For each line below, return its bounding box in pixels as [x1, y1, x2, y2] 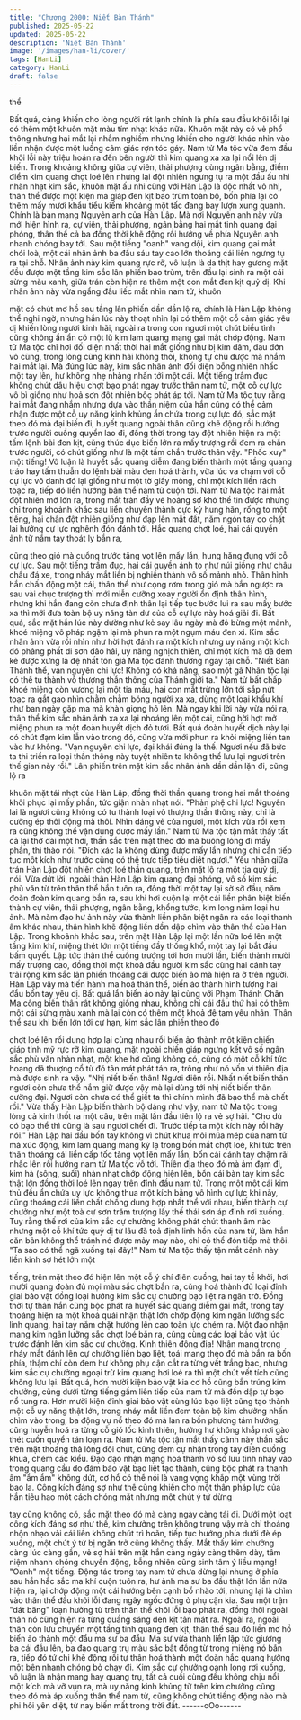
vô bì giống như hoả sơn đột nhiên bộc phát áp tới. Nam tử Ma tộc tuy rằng [9, 389, 286, 400]
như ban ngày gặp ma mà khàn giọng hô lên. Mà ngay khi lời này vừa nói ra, [9, 703, 289, 713]
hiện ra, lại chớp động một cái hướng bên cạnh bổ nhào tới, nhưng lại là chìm [9, 1585, 293, 1596]
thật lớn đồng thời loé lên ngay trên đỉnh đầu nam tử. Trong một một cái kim [9, 1178, 289, 1188]
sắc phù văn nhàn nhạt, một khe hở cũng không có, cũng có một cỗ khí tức [9, 1053, 288, 1064]
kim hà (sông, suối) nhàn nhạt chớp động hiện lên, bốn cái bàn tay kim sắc [9, 1168, 285, 1178]
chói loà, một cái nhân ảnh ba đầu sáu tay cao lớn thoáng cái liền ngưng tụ [9, 247, 285, 258]
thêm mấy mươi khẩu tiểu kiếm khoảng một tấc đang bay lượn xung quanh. [9, 200, 286, 211]
